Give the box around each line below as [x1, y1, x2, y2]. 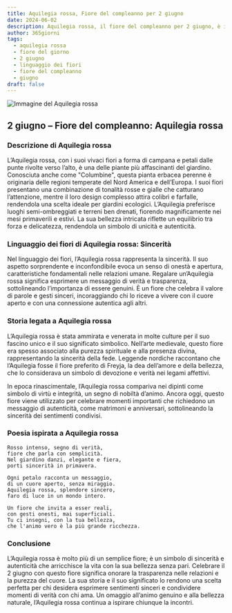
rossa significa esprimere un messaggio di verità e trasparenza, [7, 277, 188, 285]
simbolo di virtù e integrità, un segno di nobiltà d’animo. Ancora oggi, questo [7, 389, 224, 398]
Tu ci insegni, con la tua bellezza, [7, 516, 116, 523]
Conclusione [7, 538, 51, 548]
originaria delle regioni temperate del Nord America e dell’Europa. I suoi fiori [7, 177, 224, 186]
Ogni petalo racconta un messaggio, [7, 474, 113, 481]
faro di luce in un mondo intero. [7, 492, 107, 499]
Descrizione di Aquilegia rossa [7, 140, 112, 150]
